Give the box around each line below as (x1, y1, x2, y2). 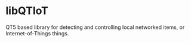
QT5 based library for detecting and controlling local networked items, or (5, 24, 185, 31)
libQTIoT (5, 4, 48, 18)
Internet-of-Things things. (5, 29, 69, 37)
